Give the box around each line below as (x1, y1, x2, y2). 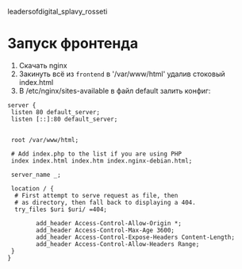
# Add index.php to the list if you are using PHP (10, 150, 182, 158)
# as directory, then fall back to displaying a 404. (14, 198, 196, 206)
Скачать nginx (18, 60, 68, 70)
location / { (10, 184, 55, 193)
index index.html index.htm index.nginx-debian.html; (10, 156, 193, 165)
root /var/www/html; (10, 136, 79, 144)
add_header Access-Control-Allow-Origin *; (36, 219, 182, 227)
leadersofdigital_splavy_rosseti (7, 7, 108, 16)
